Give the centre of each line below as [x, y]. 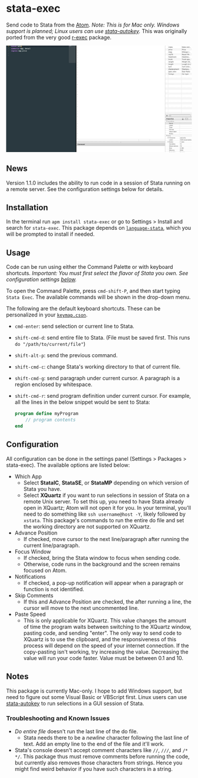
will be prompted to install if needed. [50, 234]
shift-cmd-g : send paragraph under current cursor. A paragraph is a [97, 378]
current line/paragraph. [52, 545]
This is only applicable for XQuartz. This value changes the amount [105, 620]
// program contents [51, 420]
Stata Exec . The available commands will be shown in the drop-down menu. [98, 297]
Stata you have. [42, 489]
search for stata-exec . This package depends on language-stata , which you [99, 228]
